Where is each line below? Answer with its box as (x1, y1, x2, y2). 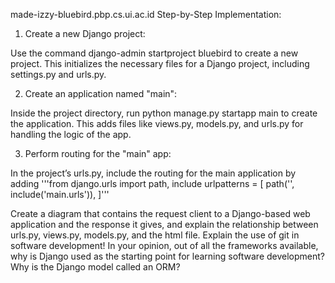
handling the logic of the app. (10, 129, 132, 140)
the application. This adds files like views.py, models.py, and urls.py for (10, 118, 304, 129)
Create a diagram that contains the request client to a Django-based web (10, 208, 311, 219)
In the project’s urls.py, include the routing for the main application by (10, 167, 297, 179)
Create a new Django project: (24, 28, 146, 39)
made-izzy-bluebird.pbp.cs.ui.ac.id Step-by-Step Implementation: (10, 9, 282, 20)
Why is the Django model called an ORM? (10, 261, 181, 273)
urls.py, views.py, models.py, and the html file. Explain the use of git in (10, 229, 300, 241)
